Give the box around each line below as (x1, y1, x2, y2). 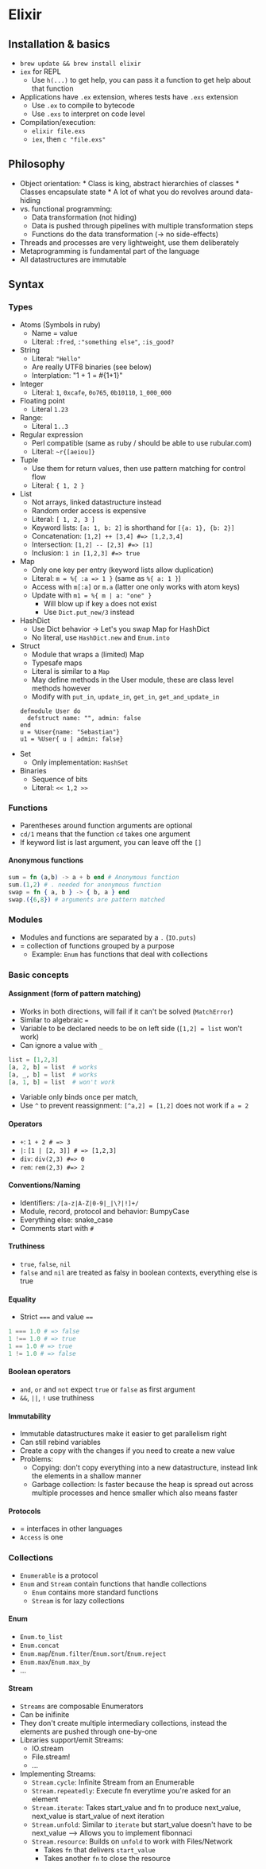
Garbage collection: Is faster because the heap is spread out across (31, 1480, 254, 1489)
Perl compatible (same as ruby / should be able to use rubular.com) (31, 438, 253, 447)
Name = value (31, 328, 78, 337)
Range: (19, 412, 44, 422)
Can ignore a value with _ (19, 1040, 103, 1049)
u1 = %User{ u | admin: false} (19, 734, 124, 743)
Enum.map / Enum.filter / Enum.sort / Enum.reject (19, 1649, 167, 1658)
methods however (31, 683, 91, 693)
